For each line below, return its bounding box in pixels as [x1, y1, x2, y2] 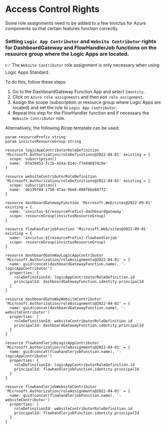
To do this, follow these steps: [5, 79, 67, 85]
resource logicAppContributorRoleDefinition [5, 148, 99, 153]
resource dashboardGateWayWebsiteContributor [5, 297, 101, 302]
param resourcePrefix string [5, 135, 66, 140]
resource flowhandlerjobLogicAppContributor [5, 340, 99, 346]
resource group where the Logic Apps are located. [5, 50, 130, 57]
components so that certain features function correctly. [5, 25, 119, 31]
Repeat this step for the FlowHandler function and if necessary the [12, 110, 150, 116]
